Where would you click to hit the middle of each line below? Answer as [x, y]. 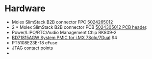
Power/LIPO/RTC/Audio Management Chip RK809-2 [64, 32]
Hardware [25, 9]
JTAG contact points [32, 48]
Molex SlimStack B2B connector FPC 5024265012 [62, 22]
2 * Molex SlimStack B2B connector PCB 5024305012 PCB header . [79, 27]
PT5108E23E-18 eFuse [34, 42]
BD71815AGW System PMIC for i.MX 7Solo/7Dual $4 [64, 38]
